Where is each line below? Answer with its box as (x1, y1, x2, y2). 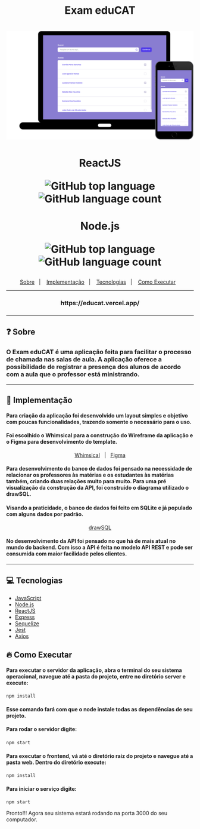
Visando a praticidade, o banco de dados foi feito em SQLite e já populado (6, 504, 192, 511)
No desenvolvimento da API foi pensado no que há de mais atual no (6, 538, 176, 545)
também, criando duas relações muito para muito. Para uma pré (6, 478, 167, 485)
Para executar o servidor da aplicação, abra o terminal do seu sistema (6, 667, 183, 674)
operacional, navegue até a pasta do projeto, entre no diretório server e (6, 673, 186, 680)
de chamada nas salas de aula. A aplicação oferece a (6, 355, 162, 364)
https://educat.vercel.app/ (60, 299, 140, 308)
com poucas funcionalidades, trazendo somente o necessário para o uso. (6, 418, 192, 425)
